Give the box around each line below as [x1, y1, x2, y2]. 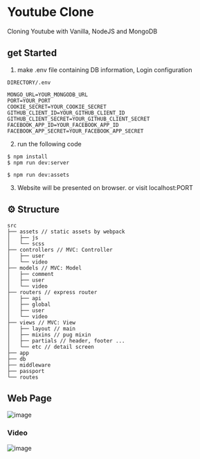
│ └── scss [7, 240, 45, 247]
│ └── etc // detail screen [7, 343, 95, 350]
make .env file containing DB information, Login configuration [17, 65, 192, 73]
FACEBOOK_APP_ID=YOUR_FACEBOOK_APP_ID [7, 121, 119, 128]
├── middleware [7, 361, 51, 368]
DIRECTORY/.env [7, 79, 51, 86]
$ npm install [7, 153, 48, 160]
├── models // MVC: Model [7, 264, 82, 271]
